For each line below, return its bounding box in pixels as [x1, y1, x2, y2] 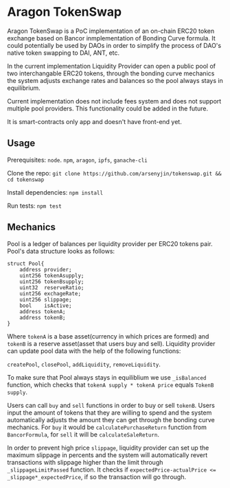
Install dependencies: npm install [7, 188, 104, 196]
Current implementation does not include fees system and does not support [7, 97, 222, 105]
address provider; [19, 266, 72, 273]
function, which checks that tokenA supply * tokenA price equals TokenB [7, 380, 214, 389]
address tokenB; [19, 314, 67, 321]
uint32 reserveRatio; [19, 284, 84, 291]
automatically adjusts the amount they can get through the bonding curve [7, 415, 215, 424]
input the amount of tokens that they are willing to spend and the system [7, 408, 212, 417]
